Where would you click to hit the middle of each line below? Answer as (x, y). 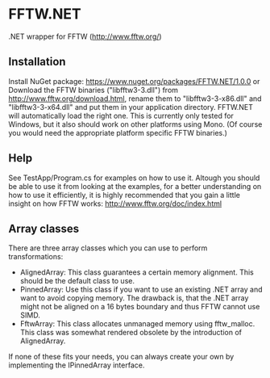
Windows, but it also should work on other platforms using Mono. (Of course (135, 124)
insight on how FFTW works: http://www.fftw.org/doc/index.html (115, 204)
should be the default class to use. (77, 281)
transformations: (36, 257)
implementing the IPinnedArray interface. (77, 365)
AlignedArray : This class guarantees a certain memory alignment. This (137, 272)
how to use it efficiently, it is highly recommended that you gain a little (124, 195)
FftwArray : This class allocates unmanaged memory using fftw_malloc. (137, 324)
